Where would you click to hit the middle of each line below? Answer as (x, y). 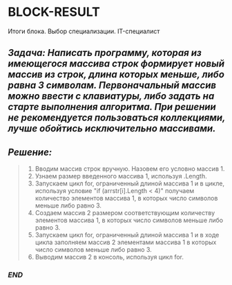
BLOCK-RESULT (54, 12)
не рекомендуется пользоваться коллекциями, (117, 118)
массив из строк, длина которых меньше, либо (116, 74)
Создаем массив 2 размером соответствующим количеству (125, 213)
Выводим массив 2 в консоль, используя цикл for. (109, 257)
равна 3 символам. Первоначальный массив (112, 85)
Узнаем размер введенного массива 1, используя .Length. (121, 176)
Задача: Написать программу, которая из (105, 53)
